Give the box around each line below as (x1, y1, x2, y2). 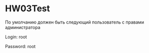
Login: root (5, 34, 27, 40)
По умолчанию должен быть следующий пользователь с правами (5, 19, 145, 25)
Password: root (5, 43, 36, 49)
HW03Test (5, 3, 50, 14)
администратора (5, 24, 41, 30)
